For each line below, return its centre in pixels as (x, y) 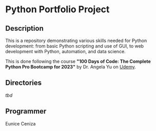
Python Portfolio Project (57, 9)
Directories (24, 83)
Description (24, 28)
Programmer (26, 111)
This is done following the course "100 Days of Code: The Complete (78, 61)
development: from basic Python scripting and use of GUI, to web (75, 46)
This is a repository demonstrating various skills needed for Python (76, 40)
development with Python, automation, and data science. (65, 51)
